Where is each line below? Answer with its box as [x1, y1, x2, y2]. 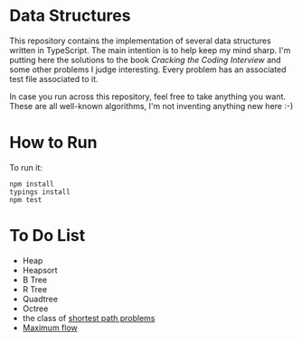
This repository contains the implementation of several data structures [9, 35, 271, 46]
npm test [9, 195, 42, 204]
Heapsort [22, 264, 58, 275]
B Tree [22, 274, 48, 285]
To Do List [9, 226, 86, 246]
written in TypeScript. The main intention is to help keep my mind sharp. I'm [9, 44, 291, 55]
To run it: [9, 161, 43, 172]
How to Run [9, 133, 98, 153]
